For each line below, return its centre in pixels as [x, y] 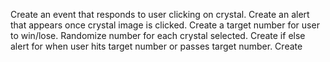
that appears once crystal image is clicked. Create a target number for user [165, 25]
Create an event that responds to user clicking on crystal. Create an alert [160, 14]
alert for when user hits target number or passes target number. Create [156, 46]
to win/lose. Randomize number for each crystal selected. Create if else [158, 35]
